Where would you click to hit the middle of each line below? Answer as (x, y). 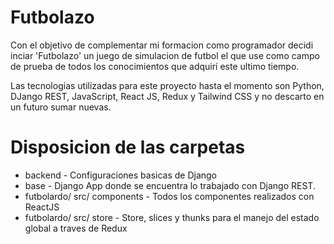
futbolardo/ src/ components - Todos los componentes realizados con (169, 196)
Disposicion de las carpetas (128, 147)
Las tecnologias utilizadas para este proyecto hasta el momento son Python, (167, 85)
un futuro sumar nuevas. (61, 107)
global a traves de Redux (76, 228)
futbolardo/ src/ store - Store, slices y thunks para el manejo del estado (172, 217)
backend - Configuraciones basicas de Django (121, 175)
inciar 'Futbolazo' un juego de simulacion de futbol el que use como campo (165, 55)
